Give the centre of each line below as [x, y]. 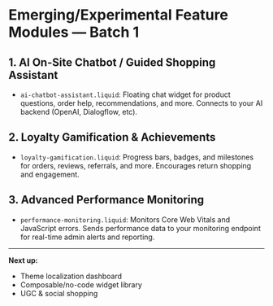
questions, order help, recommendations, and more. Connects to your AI [141, 103]
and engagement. [50, 174]
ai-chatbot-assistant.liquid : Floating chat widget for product [126, 94]
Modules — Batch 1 [74, 32]
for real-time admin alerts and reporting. [87, 237]
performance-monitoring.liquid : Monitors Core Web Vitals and [125, 219]
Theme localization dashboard [71, 276]
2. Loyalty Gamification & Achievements [112, 137]
